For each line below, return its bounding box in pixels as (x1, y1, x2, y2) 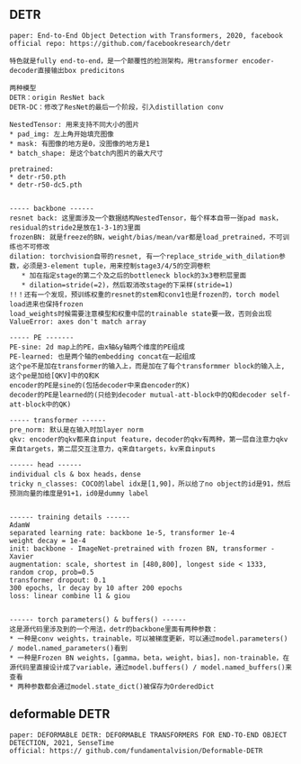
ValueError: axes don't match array (9, 317, 146, 326)
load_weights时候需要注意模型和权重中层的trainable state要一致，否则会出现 (9, 309, 272, 318)
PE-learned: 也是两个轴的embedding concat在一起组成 (9, 351, 196, 361)
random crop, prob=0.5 (9, 568, 94, 577)
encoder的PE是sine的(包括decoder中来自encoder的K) (9, 380, 190, 390)
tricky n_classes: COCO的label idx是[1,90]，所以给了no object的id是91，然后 (9, 479, 291, 488)
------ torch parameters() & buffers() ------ (9, 614, 187, 624)
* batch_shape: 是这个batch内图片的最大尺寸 (9, 149, 164, 158)
